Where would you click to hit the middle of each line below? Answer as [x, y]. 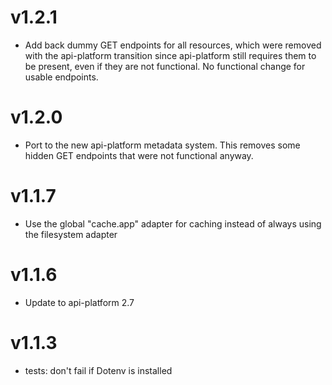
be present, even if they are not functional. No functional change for [165, 66]
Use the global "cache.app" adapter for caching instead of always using [173, 223]
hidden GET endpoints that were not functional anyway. [139, 155]
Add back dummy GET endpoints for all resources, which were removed [173, 45]
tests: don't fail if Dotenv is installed [98, 370]
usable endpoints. [61, 77]
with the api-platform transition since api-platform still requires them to [170, 55]
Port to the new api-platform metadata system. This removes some [162, 145]
